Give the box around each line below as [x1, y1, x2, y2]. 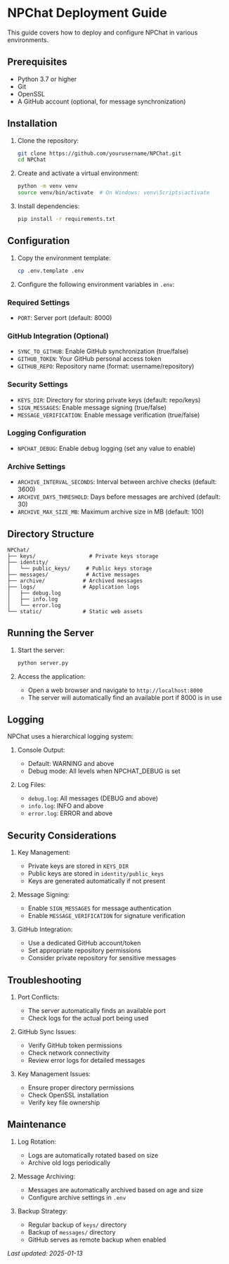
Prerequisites [7, 56, 67, 68]
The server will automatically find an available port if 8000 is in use [27, 693, 223, 701]
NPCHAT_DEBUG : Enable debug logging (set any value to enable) [17, 444, 196, 452]
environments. [7, 35, 49, 44]
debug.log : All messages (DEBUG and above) [27, 794, 159, 803]
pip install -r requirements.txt [17, 216, 116, 223]
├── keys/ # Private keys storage [7, 552, 159, 560]
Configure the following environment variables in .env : [17, 280, 175, 288]
